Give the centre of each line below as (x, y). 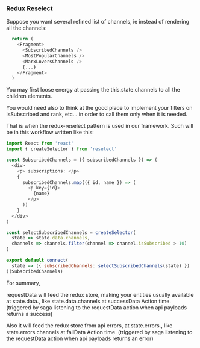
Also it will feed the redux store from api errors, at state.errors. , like (89, 325)
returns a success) (30, 314)
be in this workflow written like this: (50, 132)
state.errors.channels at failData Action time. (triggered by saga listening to (99, 332)
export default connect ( (37, 261)
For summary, (23, 283)
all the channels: (27, 28)
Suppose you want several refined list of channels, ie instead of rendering (98, 22)
